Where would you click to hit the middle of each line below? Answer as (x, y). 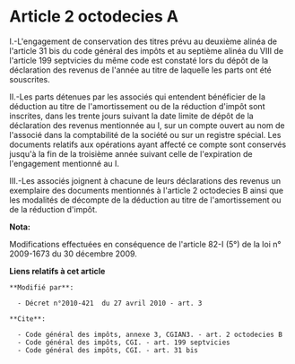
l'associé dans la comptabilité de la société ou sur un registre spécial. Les (145, 134)
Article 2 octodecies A (94, 17)
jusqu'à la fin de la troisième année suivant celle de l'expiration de (131, 153)
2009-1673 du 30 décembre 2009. (73, 254)
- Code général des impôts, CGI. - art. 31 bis (108, 350)
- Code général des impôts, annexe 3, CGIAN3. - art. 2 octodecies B (150, 334)
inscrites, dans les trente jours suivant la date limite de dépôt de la (131, 116)
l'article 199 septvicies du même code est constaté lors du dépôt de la (139, 60)
